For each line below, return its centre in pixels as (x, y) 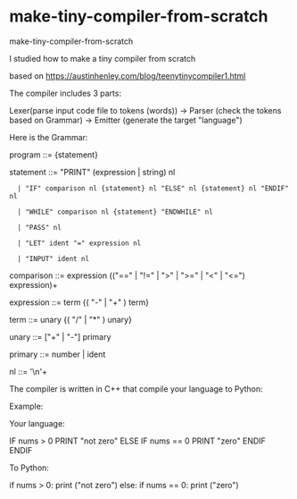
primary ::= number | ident (58, 354)
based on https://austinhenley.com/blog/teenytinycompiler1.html (128, 76)
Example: (26, 406)
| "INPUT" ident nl (54, 258)
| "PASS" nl (40, 227)
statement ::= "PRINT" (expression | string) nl (92, 172)
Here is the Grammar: (49, 137)
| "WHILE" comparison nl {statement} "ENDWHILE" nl (115, 212)
